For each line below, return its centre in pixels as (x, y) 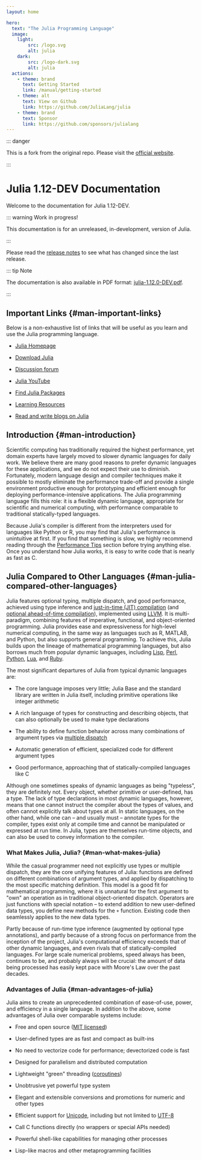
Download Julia (34, 358)
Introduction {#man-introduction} (71, 435)
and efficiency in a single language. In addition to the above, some (89, 1009)
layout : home (23, 12)
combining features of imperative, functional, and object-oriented (114, 620)
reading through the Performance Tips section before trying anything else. (99, 545)
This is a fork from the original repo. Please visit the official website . (90, 153)
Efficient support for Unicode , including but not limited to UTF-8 (94, 1115)
